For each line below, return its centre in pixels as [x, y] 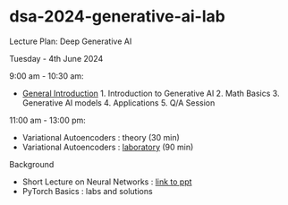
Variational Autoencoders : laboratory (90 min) [108, 147]
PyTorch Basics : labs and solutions [88, 191]
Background [32, 164]
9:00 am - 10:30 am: [47, 76]
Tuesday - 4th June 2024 [56, 58]
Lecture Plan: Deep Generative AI [71, 41]
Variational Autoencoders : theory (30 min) [101, 137]
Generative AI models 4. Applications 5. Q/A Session [119, 102]
